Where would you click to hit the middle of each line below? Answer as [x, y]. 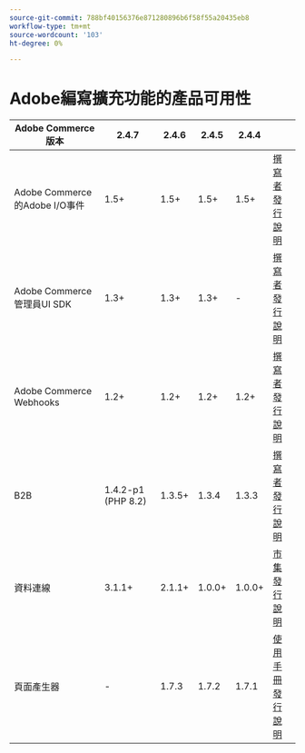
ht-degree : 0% [36, 43]
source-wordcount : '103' [56, 35]
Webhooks [37, 402]
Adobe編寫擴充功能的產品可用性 [130, 99]
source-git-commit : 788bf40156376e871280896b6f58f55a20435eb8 [129, 18]
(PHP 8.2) [125, 501]
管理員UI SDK [43, 304]
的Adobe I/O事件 [49, 205]
